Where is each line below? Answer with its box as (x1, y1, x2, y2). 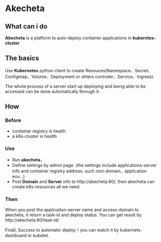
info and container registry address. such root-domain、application (12, 168, 147, 174)
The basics (5, 54, 39, 62)
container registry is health (12, 128, 66, 134)
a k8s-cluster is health (12, 133, 57, 139)
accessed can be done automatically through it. (5, 88, 100, 94)
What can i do (5, 22, 48, 30)
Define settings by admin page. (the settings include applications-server (12, 162, 157, 168)
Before (5, 117, 21, 124)
